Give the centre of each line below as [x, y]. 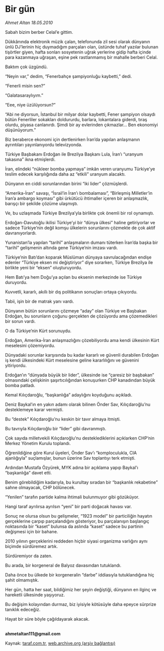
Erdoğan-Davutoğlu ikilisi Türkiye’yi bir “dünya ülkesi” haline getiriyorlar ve [80, 222]
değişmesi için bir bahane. [32, 531]
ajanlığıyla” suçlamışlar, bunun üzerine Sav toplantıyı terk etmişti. [70, 458]
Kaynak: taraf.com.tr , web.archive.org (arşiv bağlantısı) [60, 643]
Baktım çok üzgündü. [26, 67]
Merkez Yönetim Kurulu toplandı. [38, 443]
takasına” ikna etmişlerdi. [30, 159]
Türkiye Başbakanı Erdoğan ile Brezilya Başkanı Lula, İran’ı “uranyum [74, 154]
